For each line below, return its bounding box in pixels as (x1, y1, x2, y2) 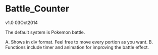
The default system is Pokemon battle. (5, 29, 85, 35)
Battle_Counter (5, 3, 70, 14)
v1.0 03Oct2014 (5, 19, 38, 25)
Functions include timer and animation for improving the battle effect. (5, 44, 149, 50)
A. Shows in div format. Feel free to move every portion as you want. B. (5, 38, 153, 45)
